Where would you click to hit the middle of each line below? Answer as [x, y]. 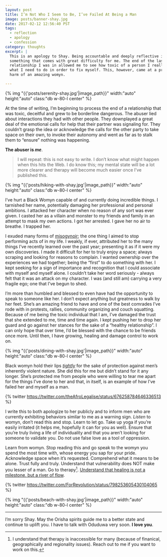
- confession [23, 42]
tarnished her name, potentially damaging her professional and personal [79, 205]
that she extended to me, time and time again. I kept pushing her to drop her [83, 320]
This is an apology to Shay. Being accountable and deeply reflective [84, 56]
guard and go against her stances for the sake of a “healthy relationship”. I [81, 325]
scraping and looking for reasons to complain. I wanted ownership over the [82, 257]
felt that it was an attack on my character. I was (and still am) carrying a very [83, 278]
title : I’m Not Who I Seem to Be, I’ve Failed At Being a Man [71, 14]
